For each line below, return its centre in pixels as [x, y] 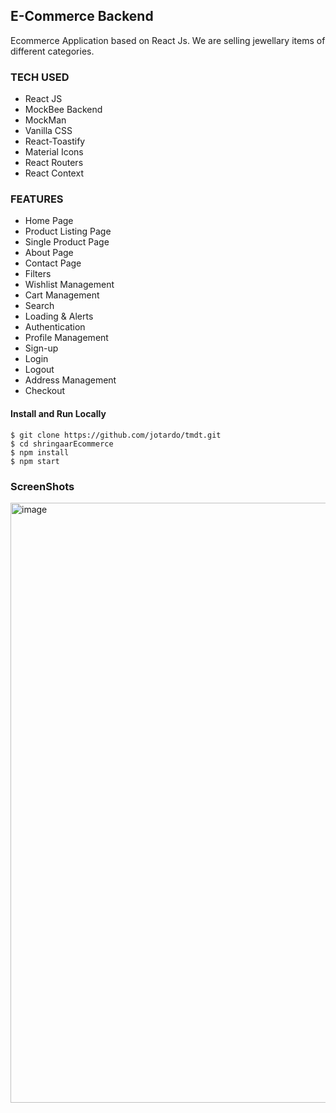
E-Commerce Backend [82, 16]
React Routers [54, 163]
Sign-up [41, 348]
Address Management [70, 380]
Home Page [49, 221]
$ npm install [40, 452]
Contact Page [53, 263]
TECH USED [40, 77]
